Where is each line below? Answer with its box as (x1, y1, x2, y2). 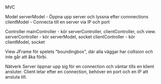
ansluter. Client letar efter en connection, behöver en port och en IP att (5, 69, 149, 75)
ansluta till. (5, 74, 27, 80)
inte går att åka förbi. (5, 54, 48, 60)
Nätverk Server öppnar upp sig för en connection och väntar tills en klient (5, 64, 154, 69)
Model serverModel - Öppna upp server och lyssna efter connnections (5, 14, 149, 19)
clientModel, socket (5, 39, 45, 45)
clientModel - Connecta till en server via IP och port (5, 19, 110, 25)
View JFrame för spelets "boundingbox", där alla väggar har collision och (5, 49, 153, 54)
